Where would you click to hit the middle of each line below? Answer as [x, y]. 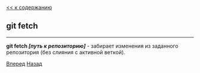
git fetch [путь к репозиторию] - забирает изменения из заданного [92, 46]
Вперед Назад [24, 64]
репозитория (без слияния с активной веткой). [66, 52]
